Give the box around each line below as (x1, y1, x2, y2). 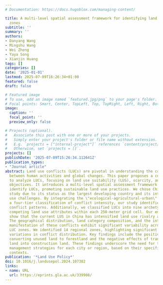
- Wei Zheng (5, 47, 29, 52)
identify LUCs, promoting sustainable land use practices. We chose (9, 187, 151, 192)
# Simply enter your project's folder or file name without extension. (5, 137, 158, 142)
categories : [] (5, 66, 36, 70)
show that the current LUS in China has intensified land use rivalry (9, 214, 155, 219)
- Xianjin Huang (5, 56, 38, 61)
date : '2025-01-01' (5, 70, 45, 75)
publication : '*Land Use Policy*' (5, 254, 75, 260)
